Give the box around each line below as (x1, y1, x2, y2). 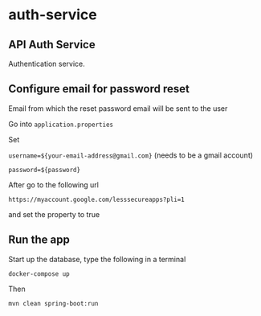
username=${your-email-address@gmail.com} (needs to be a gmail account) (8, 150, 254, 160)
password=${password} (8, 166, 81, 174)
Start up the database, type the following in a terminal (8, 254, 186, 264)
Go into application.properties (8, 119, 114, 129)
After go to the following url (8, 179, 99, 190)
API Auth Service (8, 38, 96, 51)
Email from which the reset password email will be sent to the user (8, 103, 228, 113)
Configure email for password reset (8, 82, 190, 96)
